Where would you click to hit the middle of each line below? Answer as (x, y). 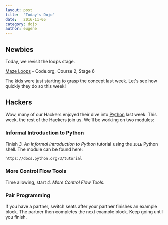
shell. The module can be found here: (44, 149)
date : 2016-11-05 (26, 19)
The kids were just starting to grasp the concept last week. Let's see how (81, 81)
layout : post (19, 10)
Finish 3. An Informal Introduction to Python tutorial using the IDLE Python (82, 144)
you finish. (16, 217)
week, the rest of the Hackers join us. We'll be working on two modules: (80, 120)
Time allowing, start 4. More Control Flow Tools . (55, 182)
